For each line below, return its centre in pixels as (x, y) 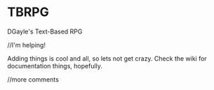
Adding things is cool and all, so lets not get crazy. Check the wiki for (107, 58)
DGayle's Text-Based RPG (45, 31)
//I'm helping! (26, 45)
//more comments (33, 79)
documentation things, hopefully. (55, 66)
